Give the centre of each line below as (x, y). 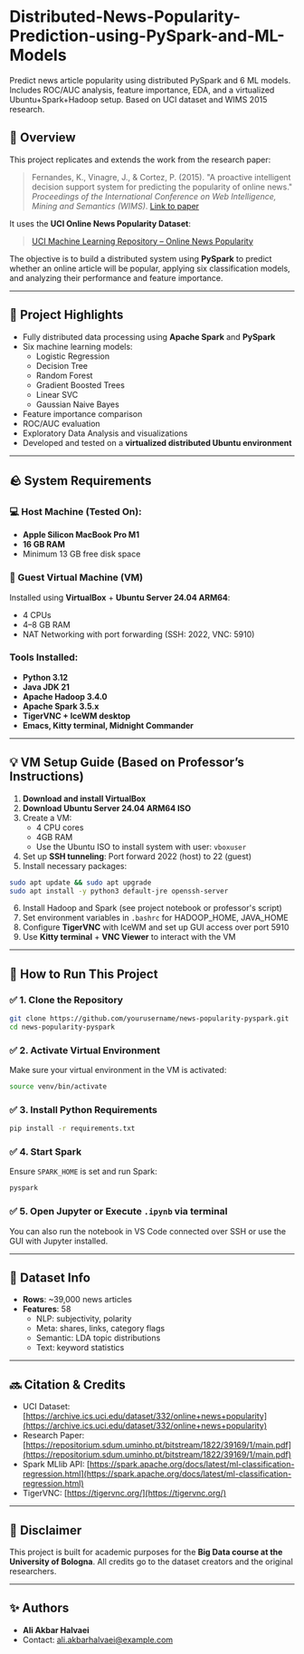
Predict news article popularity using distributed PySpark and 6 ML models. (150, 80)
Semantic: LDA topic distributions (98, 1338)
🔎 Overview (43, 138)
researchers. (33, 1572)
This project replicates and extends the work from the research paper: (140, 160)
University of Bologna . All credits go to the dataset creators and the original (152, 1562)
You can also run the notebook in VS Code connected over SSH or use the (148, 1231)
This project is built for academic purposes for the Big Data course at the (146, 1552)
